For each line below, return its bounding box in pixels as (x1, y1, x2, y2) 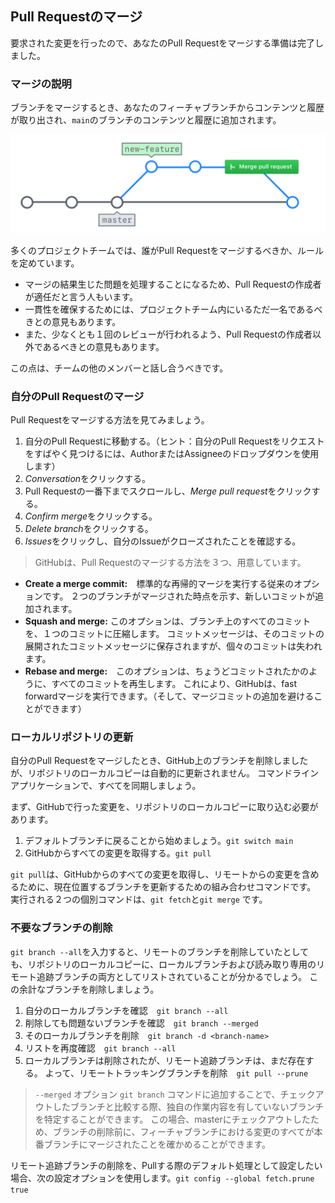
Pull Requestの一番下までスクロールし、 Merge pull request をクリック (24, 485, 312, 497)
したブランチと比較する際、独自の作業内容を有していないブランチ (52, 1100, 325, 1112)
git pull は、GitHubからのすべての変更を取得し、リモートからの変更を (10, 868, 302, 881)
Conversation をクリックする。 (24, 472, 152, 484)
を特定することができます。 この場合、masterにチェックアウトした (34, 1113, 311, 1125)
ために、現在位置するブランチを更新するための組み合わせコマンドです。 (18, 881, 317, 893)
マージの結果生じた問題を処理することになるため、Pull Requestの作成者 (24, 278, 322, 290)
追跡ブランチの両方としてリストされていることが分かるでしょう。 (36, 970, 308, 982)
